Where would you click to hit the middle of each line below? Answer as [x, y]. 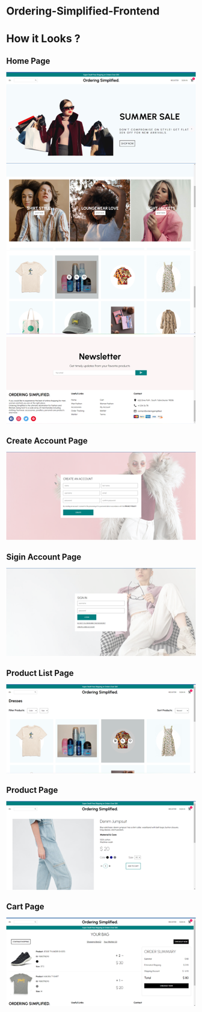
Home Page [28, 61]
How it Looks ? [44, 39]
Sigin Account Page [44, 557]
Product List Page [40, 673]
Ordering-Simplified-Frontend [83, 11]
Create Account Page [47, 441]
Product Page [32, 790]
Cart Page [25, 907]
